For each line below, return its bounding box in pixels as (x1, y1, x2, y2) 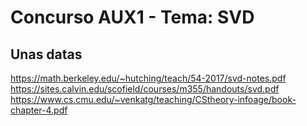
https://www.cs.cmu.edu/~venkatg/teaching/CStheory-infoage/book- (10, 94, 297, 105)
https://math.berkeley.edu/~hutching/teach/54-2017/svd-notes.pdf (10, 72, 287, 84)
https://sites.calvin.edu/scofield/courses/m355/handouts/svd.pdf (10, 83, 280, 95)
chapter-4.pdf (10, 104, 68, 116)
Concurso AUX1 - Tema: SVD (10, 6, 255, 29)
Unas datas (10, 46, 83, 63)
